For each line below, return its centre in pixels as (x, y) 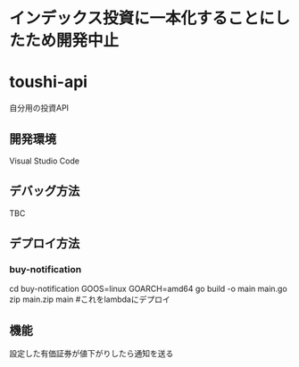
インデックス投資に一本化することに (142, 18)
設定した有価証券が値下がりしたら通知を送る (91, 354)
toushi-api (48, 82)
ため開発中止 (72, 41)
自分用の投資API (39, 108)
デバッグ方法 (45, 192)
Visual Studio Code (45, 161)
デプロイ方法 (45, 243)
